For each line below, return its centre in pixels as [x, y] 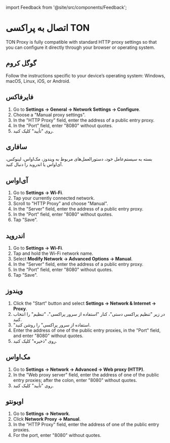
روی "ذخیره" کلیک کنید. [35, 341]
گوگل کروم [21, 63]
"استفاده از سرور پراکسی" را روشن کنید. [52, 324]
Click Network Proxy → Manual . [47, 419]
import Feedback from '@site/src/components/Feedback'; [66, 7]
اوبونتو [15, 402]
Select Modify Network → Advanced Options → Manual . [73, 259]
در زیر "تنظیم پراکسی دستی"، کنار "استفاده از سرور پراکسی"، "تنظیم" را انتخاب [89, 314]
